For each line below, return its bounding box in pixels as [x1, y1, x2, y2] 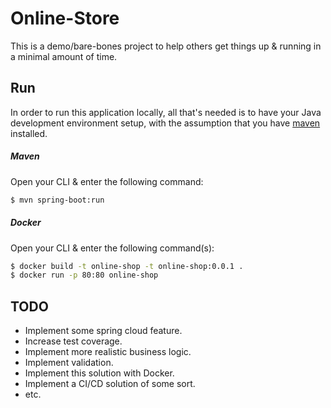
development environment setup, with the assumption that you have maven [10, 117, 321, 129]
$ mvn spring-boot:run [10, 195, 105, 205]
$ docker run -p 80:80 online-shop [10, 270, 159, 281]
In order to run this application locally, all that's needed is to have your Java [10, 106, 322, 118]
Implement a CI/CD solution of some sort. [24, 378, 196, 390]
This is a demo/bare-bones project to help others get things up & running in [10, 40, 322, 52]
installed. [10, 127, 48, 139]
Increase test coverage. [24, 335, 123, 347]
